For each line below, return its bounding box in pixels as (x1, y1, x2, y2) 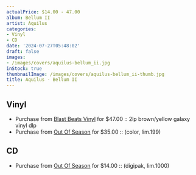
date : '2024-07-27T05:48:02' (6, 43, 80, 49)
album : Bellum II (6, 15, 51, 21)
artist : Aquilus (6, 20, 47, 26)
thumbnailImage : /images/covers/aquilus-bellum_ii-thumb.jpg (6, 71, 165, 77)
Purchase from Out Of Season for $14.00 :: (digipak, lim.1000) (15, 162, 170, 169)
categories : (6, 26, 37, 32)
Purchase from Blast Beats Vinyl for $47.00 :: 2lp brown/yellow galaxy (15, 115, 191, 122)
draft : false (6, 49, 40, 55)
